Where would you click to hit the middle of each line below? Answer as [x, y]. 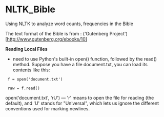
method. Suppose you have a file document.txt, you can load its [80, 64]
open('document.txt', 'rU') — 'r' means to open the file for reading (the [80, 98]
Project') [119, 33]
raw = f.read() [24, 88]
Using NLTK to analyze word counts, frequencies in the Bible [69, 24]
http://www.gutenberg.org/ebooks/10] [47, 39]
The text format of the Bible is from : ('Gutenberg [57, 33]
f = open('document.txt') [35, 79]
